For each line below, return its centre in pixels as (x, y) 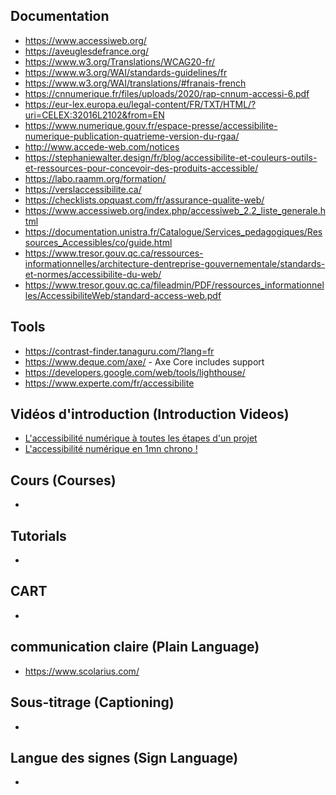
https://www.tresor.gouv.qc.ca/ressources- (114, 253)
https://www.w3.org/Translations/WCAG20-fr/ (120, 61)
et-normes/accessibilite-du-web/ (93, 274)
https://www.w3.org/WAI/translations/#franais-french (135, 83)
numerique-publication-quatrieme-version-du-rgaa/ (132, 136)
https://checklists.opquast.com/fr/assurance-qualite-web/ (144, 200)
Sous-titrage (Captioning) (92, 702)
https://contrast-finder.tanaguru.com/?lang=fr (119, 351)
